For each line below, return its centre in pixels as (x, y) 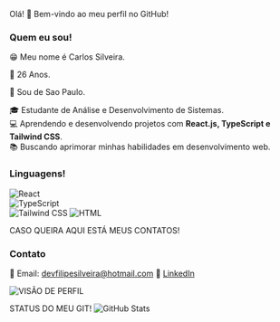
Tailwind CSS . (36, 137)
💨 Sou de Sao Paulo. (48, 92)
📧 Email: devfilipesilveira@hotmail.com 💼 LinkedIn (102, 273)
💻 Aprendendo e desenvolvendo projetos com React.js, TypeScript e (140, 124)
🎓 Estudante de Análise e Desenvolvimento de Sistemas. (117, 110)
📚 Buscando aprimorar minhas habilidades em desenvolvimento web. (140, 147)
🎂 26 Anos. (30, 75)
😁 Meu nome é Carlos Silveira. (67, 57)
